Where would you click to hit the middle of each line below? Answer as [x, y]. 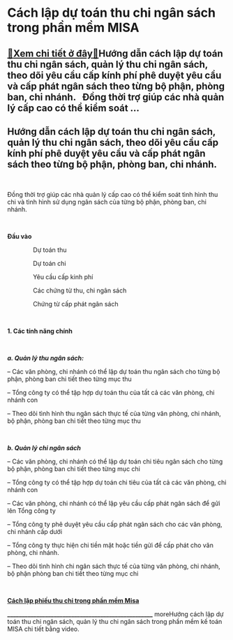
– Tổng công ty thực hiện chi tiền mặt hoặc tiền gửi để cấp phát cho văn [111, 545]
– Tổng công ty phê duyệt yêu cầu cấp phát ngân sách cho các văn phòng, [115, 524]
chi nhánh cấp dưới [35, 532]
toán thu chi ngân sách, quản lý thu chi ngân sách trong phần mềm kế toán [115, 622]
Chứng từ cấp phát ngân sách [76, 304]
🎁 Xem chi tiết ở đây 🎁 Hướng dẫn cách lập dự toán [115, 53]
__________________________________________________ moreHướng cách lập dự [116, 614]
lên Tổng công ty [31, 511]
